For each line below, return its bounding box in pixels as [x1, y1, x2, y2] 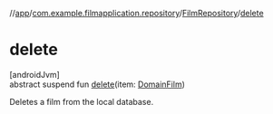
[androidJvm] [9, 69, 61, 80]
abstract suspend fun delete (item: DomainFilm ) [9, 79, 186, 90]
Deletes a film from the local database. [9, 96, 154, 107]
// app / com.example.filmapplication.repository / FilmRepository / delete [9, 8, 265, 18]
